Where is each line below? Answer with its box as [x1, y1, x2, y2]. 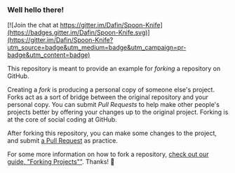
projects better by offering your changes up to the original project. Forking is [7, 108, 229, 117]
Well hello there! [7, 5, 65, 15]
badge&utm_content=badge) [7, 51, 90, 59]
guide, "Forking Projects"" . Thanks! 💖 [7, 158, 115, 166]
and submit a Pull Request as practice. [7, 136, 118, 145]
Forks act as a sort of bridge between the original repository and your [7, 93, 209, 101]
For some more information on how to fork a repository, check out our [7, 150, 209, 159]
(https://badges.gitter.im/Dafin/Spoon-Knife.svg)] [7, 28, 150, 37]
